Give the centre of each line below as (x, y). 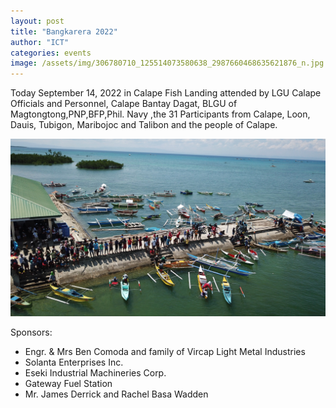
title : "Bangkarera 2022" (64, 31)
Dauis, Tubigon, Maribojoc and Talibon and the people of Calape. (144, 125)
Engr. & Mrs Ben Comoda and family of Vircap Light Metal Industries (165, 351)
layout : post (37, 21)
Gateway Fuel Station (68, 383)
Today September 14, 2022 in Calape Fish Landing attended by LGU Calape (166, 93)
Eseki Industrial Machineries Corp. (95, 372)
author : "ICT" (40, 42)
